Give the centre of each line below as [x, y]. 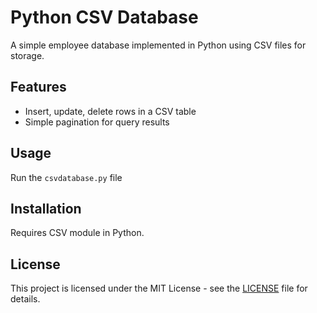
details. [25, 299]
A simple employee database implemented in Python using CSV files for [158, 45]
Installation [46, 208]
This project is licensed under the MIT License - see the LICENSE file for [159, 288]
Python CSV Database [104, 17]
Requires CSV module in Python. [77, 233]
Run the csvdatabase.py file [66, 177]
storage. [27, 55]
